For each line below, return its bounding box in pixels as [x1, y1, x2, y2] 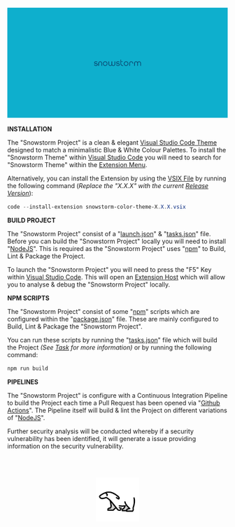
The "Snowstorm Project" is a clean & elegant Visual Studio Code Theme [7, 138, 218, 147]
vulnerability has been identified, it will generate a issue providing [7, 434, 197, 442]
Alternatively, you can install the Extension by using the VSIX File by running [7, 174, 227, 182]
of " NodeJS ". [7, 413, 45, 421]
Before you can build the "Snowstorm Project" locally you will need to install [7, 237, 226, 245]
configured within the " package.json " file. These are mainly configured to [7, 315, 219, 323]
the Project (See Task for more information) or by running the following [7, 343, 212, 352]
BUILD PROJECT [7, 216, 56, 224]
